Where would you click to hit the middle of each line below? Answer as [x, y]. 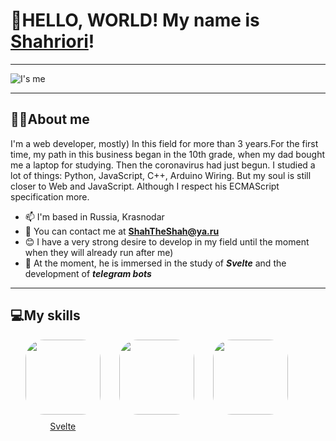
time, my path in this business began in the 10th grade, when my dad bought [168, 154]
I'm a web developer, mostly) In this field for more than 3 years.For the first [164, 143]
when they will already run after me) [99, 252]
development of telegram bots [88, 273]
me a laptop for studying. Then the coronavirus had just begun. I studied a [163, 165]
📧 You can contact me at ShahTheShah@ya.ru [122, 231]
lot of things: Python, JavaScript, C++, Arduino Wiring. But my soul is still [161, 175]
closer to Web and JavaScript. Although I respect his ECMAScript [145, 186]
